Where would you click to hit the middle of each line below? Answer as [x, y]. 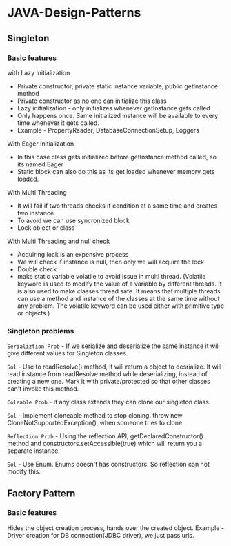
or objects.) [33, 313]
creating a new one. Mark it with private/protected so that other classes [109, 382]
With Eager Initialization [41, 144]
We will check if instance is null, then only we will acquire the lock [111, 262]
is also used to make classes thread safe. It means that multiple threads [119, 291]
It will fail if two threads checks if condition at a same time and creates [117, 206]
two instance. [37, 213]
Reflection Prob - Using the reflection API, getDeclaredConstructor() [105, 436]
